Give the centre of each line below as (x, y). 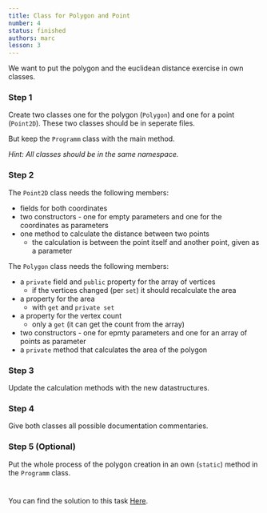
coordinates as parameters (64, 225)
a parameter (52, 250)
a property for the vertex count (71, 315)
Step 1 (20, 98)
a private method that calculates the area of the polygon (114, 350)
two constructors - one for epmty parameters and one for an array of (133, 332)
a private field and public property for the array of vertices (118, 282)
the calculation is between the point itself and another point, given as (145, 242)
